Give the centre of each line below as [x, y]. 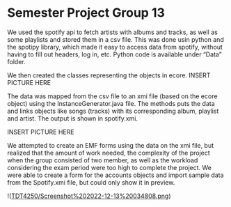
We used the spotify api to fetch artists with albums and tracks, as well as [112, 32]
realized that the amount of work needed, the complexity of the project [109, 153]
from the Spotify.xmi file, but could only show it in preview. [91, 182]
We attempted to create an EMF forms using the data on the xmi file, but [111, 145]
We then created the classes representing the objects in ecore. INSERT [109, 75]
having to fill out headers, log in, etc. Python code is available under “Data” [114, 54]
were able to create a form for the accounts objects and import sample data [115, 175]
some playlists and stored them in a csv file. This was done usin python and [115, 39]
